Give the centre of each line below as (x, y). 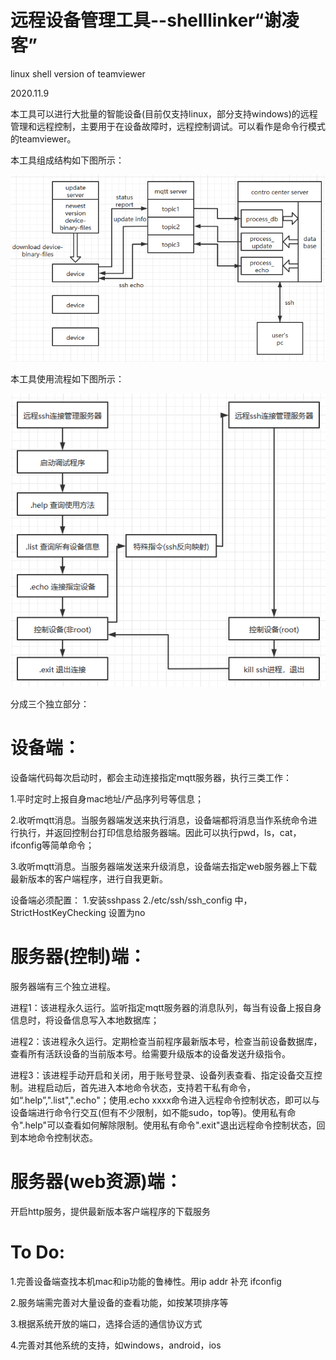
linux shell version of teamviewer (78, 73)
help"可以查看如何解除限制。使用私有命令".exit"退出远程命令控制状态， (170, 1125)
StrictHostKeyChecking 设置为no (78, 913)
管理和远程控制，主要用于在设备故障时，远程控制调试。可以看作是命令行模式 (168, 126)
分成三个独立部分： (50, 704)
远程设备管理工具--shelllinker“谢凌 (155, 20)
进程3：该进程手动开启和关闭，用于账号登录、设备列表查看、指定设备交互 (162, 1075)
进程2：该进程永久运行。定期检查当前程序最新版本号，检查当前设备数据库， (166, 1042)
